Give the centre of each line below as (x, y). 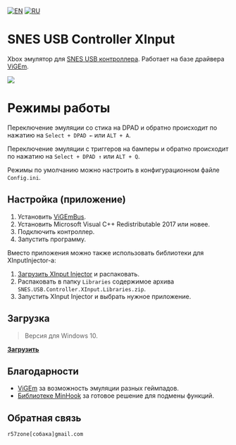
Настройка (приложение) (67, 200)
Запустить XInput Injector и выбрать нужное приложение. (104, 296)
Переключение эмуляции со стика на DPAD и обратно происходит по (112, 128)
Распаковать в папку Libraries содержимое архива (96, 281)
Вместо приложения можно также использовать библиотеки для (106, 252)
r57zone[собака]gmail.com (45, 434)
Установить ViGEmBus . (52, 217)
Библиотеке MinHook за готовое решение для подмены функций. (116, 396)
